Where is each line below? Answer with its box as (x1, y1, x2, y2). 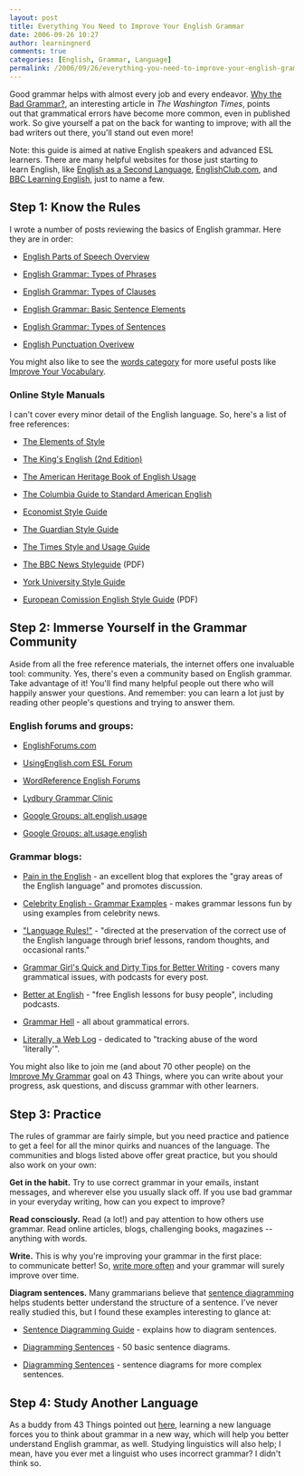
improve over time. (9, 1270, 80, 1281)
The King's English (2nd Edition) (22, 454, 143, 465)
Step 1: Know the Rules (9, 200, 141, 216)
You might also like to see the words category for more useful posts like (9, 356, 277, 367)
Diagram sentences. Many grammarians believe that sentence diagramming (9, 1288, 294, 1299)
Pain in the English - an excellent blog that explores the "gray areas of (22, 871, 283, 882)
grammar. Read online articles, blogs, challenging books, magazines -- (9, 1223, 273, 1234)
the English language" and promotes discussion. (22, 880, 204, 892)
